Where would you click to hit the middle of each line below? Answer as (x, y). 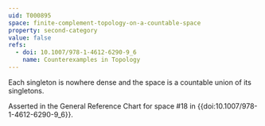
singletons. (26, 90)
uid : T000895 (30, 15)
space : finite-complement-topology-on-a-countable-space (105, 23)
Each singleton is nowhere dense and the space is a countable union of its (130, 82)
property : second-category (53, 30)
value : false (30, 38)
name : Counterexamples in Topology (82, 60)
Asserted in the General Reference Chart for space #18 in (102, 106)
